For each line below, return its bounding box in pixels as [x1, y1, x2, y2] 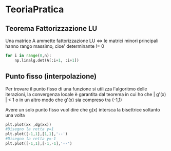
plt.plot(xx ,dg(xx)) [5, 122, 52, 127]
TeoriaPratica [5, 4, 64, 15]
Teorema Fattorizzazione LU [5, 24, 98, 33]
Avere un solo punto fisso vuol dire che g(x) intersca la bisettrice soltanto [5, 106, 160, 112]
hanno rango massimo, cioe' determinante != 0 [5, 43, 104, 49]
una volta [5, 112, 25, 118]
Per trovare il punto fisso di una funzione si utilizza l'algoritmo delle [5, 86, 147, 92]
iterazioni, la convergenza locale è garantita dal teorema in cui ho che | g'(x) [5, 91, 166, 97]
